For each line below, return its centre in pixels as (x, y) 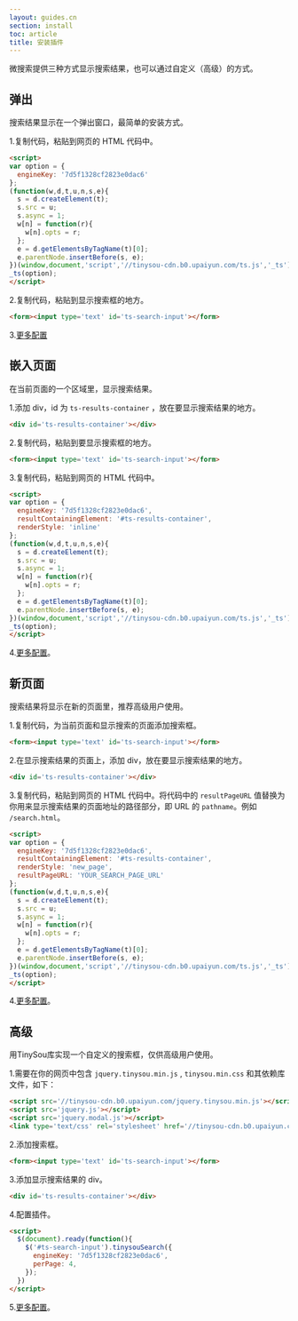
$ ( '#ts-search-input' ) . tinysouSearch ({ (99, 1248)
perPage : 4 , (55, 1264)
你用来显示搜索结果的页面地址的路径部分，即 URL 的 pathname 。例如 (133, 806)
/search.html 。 (37, 817)
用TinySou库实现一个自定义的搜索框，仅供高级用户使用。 (114, 1054)
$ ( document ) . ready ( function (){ (75, 1239)
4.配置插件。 (32, 1214)
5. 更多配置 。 (32, 1307)
